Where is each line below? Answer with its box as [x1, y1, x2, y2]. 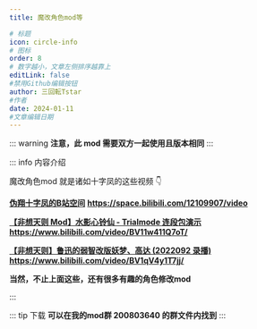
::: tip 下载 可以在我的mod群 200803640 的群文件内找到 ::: [9, 310, 227, 321]
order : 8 [9, 55, 42, 63]
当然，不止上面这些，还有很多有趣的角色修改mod [9, 274, 192, 284]
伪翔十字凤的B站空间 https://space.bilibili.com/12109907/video [9, 198, 248, 208]
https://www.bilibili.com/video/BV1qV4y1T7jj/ [9, 256, 184, 266]
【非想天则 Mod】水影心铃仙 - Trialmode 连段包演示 [9, 216, 201, 228]
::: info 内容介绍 [9, 157, 66, 168]
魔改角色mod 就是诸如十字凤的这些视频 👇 [9, 176, 163, 187]
